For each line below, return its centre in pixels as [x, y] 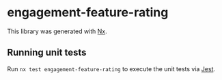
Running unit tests [47, 53]
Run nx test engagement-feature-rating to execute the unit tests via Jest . [111, 68]
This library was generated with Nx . [57, 31]
